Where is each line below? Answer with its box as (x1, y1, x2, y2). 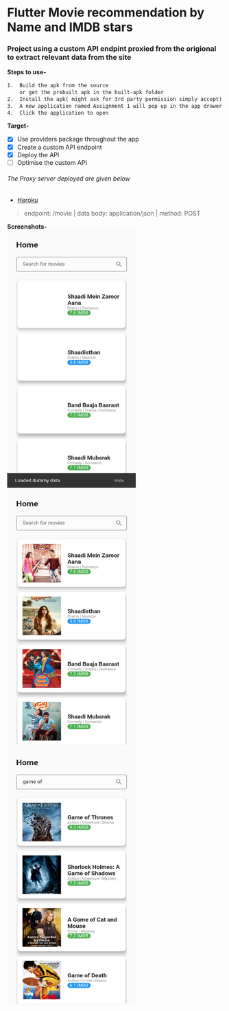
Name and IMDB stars (7, 19, 134, 35)
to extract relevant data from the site (7, 53, 132, 63)
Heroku (16, 196, 38, 204)
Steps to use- (7, 68, 47, 76)
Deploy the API (16, 150, 60, 159)
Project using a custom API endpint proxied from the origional (7, 44, 217, 54)
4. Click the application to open (7, 110, 109, 117)
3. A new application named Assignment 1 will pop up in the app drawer (7, 103, 223, 110)
